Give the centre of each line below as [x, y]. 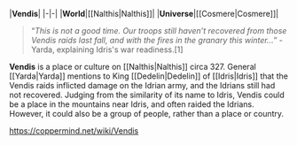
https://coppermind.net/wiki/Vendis [74, 131]
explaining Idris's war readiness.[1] [120, 50]
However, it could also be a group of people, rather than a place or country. [147, 114]
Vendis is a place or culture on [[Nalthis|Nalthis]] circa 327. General [133, 67]
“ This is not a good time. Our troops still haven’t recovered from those [159, 31]
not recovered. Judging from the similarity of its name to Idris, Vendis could [147, 95]
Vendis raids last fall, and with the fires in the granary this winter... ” [154, 40]
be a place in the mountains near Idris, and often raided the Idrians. [132, 104]
